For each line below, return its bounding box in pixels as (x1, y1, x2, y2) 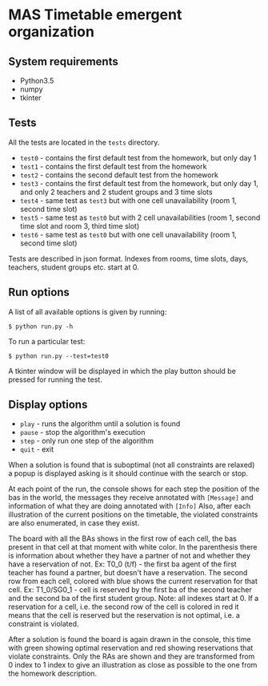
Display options (8, 398, 88, 412)
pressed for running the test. (8, 375, 102, 384)
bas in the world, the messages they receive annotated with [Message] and (8, 493, 254, 502)
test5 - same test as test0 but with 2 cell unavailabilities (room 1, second (19, 213, 261, 222)
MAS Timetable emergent (8, 6, 182, 24)
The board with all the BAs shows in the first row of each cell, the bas (8, 534, 238, 543)
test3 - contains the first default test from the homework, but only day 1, (19, 178, 258, 188)
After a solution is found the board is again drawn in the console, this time (8, 635, 251, 644)
